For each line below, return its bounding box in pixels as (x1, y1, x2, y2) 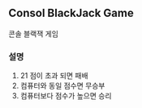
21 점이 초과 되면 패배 (19, 71, 88, 81)
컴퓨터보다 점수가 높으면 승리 (19, 91, 112, 101)
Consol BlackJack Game (8, 6, 134, 20)
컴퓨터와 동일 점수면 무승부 (19, 81, 105, 91)
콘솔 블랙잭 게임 (8, 28, 59, 39)
